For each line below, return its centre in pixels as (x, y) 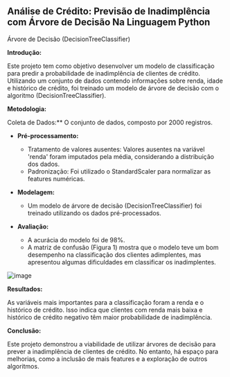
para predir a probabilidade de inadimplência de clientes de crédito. (104, 73)
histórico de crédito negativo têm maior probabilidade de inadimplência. (110, 317)
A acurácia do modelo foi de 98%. (76, 240)
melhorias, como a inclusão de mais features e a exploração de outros (107, 359)
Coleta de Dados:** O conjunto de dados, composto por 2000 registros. (110, 122)
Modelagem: (36, 192)
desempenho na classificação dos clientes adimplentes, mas (114, 254)
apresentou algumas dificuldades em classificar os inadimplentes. (122, 262)
